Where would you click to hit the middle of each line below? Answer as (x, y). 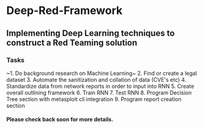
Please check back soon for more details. (60, 119)
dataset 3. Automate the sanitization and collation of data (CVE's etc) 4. (96, 79)
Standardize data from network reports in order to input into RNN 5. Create (100, 86)
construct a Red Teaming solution (72, 42)
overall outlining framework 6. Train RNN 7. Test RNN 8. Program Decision (99, 93)
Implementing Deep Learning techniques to (91, 33)
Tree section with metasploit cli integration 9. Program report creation (94, 99)
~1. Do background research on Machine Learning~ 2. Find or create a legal (102, 73)
